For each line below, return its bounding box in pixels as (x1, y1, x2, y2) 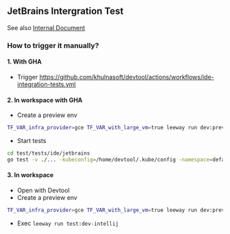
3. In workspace (7, 171, 54, 179)
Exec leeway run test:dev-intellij (16, 219, 119, 227)
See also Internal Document (7, 23, 86, 31)
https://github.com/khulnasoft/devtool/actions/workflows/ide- (39, 73, 214, 81)
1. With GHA (7, 57, 42, 66)
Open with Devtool (16, 186, 70, 194)
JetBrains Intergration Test (7, 5, 124, 17)
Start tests (16, 137, 47, 145)
